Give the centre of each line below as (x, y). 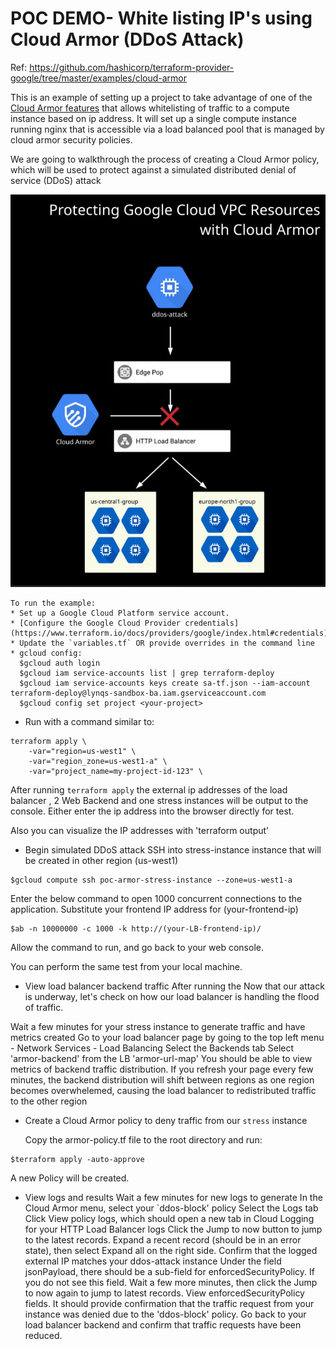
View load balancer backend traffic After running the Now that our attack (174, 986)
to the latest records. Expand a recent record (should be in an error (163, 1240)
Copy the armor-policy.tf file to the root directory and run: (143, 1140)
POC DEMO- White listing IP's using (161, 18)
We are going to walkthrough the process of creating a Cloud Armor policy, (165, 159)
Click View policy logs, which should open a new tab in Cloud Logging (169, 1219)
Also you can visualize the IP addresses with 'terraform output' (140, 831)
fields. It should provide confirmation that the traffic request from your (169, 1304)
